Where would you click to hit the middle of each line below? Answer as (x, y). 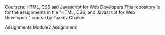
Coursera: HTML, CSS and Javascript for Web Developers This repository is (82, 7)
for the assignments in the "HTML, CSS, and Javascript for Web (70, 12)
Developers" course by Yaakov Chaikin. (45, 17)
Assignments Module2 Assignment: (41, 27)
